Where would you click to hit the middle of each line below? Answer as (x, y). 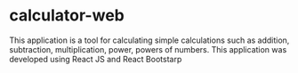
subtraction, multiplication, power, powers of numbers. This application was (148, 49)
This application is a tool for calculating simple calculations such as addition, (149, 40)
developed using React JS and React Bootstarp (96, 59)
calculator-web (67, 16)
